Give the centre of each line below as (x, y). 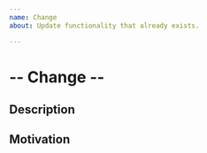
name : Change (33, 17)
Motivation (40, 139)
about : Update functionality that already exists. (104, 26)
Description (42, 110)
